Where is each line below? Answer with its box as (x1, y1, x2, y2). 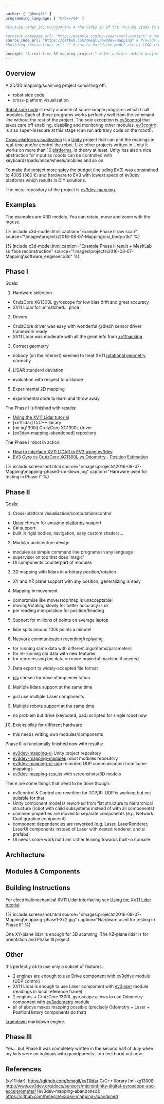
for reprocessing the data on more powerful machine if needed (12, 656, 139, 662)
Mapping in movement (12, 588, 58, 594)
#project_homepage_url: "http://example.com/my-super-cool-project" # (5, 34, 152, 39)
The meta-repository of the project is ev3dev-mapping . (5, 186, 116, 193)
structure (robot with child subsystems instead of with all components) (12, 806, 155, 811)
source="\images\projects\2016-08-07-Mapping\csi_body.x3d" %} (5, 234, 140, 239)
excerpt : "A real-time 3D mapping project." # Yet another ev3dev (5, 52, 143, 57)
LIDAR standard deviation (12, 367, 64, 373)
